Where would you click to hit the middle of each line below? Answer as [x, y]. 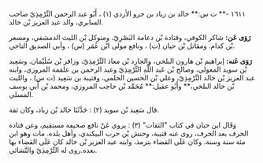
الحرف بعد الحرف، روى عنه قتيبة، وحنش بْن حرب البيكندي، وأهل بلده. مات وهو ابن [129, 133]
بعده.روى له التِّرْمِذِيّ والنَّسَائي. [53, 150]
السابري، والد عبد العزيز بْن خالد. [56, 22]
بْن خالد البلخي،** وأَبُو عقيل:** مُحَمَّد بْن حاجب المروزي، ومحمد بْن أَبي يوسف [122, 86]
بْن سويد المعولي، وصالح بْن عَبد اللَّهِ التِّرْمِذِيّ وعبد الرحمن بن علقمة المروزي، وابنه [128, 69]
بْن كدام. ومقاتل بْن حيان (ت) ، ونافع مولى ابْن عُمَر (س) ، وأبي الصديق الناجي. [122, 46]
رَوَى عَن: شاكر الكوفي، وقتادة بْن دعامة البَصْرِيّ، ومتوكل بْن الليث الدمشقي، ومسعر [130, 37]
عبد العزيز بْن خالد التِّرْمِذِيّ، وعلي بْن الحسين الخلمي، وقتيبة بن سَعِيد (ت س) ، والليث [132, 78]
